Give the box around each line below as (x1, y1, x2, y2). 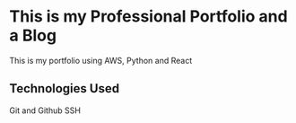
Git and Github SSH (9, 105, 81, 116)
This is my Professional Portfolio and (9, 6, 289, 27)
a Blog (9, 25, 57, 46)
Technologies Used (9, 81, 119, 96)
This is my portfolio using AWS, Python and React (9, 55, 193, 66)
